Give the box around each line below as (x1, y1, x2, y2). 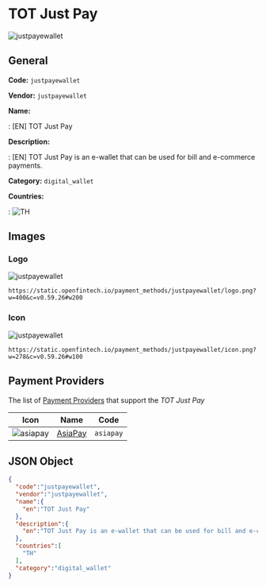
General (8, 54, 49, 68)
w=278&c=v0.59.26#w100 (8, 353, 83, 361)
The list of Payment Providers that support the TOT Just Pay (8, 395, 205, 405)
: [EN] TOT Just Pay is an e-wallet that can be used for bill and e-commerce (8, 152, 256, 161)
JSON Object (8, 454, 74, 468)
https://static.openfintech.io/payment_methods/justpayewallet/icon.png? (8, 346, 257, 353)
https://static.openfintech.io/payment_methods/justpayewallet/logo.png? (8, 287, 257, 295)
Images (8, 230, 46, 243)
